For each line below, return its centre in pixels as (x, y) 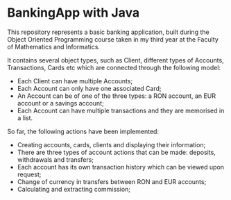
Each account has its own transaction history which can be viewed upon (120, 167)
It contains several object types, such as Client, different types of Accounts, (115, 60)
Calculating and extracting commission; (74, 189)
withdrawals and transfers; (55, 159)
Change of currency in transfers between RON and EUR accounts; (112, 181)
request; (29, 174)
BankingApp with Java (74, 13)
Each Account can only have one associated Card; (89, 88)
